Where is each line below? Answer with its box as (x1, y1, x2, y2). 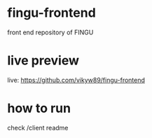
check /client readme (7, 123, 69, 132)
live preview (7, 53, 79, 69)
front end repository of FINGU (7, 28, 94, 36)
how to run (7, 100, 71, 116)
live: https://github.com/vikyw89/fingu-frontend (7, 76, 146, 84)
